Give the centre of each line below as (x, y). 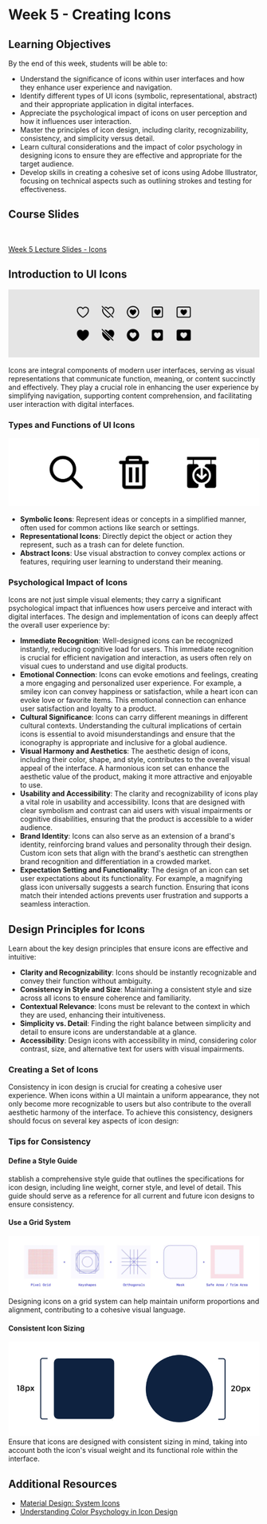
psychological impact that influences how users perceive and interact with (130, 608)
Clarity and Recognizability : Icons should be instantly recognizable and (138, 972)
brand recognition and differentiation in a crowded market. (116, 862)
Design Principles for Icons (77, 929)
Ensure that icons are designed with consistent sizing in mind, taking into (128, 1442)
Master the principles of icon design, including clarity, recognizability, (134, 130)
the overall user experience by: (59, 625)
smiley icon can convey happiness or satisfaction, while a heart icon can (139, 692)
